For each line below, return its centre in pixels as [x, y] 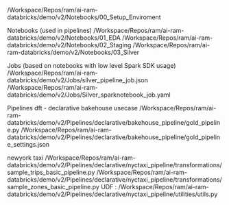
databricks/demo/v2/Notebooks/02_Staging [69, 45]
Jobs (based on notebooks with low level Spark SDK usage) [92, 65]
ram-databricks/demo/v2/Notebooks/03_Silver [73, 52]
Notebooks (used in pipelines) [50, 31]
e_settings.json [28, 144]
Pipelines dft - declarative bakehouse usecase [73, 108]
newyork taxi [25, 158]
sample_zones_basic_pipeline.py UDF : [62, 187]
